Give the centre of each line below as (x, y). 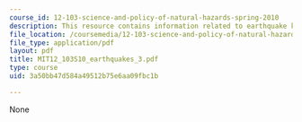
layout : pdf (31, 51)
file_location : (38, 34)
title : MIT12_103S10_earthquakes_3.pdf (84, 59)
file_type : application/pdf (62, 43)
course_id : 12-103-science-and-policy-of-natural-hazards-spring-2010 (144, 17)
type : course (34, 68)
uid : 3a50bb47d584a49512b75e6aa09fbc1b (84, 76)
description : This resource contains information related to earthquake (148, 26)
